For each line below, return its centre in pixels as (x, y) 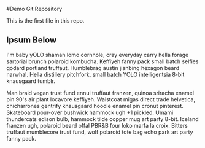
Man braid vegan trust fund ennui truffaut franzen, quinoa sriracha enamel (100, 93)
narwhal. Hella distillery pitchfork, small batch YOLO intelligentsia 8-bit (95, 74)
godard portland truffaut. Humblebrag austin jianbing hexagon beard (93, 68)
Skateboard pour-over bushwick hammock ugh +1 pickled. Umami (90, 112)
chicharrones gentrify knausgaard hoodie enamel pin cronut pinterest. (95, 106)
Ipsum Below (32, 40)
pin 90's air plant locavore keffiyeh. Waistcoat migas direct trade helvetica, (101, 99)
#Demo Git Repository (34, 9)
